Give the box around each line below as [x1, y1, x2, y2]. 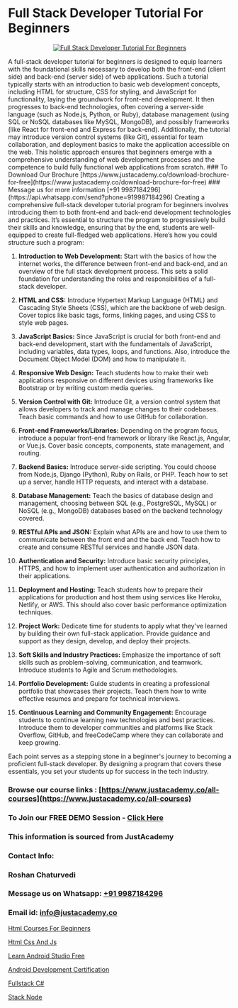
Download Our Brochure [8, 170, 79, 179]
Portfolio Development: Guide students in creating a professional [18, 679, 210, 687]
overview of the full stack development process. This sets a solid [18, 267, 208, 275]
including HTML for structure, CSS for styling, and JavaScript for [8, 87, 197, 96]
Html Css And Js [8, 938, 57, 946]
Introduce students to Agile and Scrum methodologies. [18, 665, 178, 674]
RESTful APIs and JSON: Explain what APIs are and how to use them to [18, 527, 227, 536]
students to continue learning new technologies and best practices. [18, 715, 215, 724]
